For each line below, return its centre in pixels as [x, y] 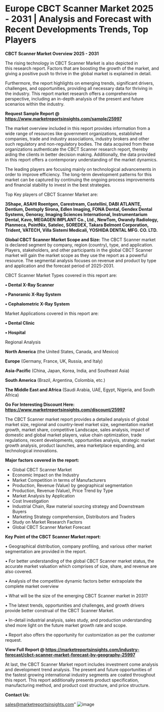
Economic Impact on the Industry [46, 475]
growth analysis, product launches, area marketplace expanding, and [75, 445]
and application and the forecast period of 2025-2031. [60, 266]
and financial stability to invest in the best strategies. [58, 185]
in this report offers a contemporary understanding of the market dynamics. [81, 159]
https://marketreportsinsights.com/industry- [92, 650]
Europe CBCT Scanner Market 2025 [79, 9]
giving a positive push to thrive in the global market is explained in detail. [78, 73]
